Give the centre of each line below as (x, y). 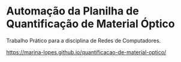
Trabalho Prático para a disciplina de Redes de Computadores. (84, 40)
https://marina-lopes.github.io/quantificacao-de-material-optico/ (86, 52)
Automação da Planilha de (73, 11)
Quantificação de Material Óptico (90, 24)
